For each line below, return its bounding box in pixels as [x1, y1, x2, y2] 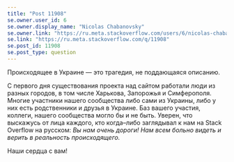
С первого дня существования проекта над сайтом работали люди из [7, 81, 216, 90]
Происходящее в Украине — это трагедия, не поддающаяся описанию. [7, 67, 221, 76]
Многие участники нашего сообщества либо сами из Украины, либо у [7, 96, 217, 104]
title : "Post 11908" [7, 10, 68, 17]
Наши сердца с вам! [7, 147, 68, 155]
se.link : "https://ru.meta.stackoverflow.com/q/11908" [7, 36, 170, 43]
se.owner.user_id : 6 [7, 17, 68, 24]
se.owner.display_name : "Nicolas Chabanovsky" [7, 23, 145, 30]
